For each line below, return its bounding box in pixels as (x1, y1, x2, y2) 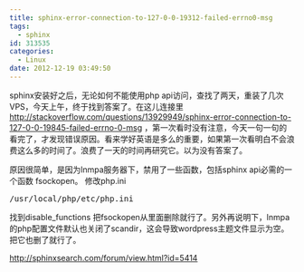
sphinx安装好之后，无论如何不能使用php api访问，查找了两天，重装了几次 (9, 90, 284, 101)
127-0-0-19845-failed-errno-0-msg (9, 121, 143, 132)
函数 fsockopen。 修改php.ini (16, 175, 127, 186)
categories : (9, 47, 54, 56)
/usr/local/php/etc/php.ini (9, 193, 134, 204)
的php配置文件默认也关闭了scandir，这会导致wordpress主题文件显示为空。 (9, 223, 290, 234)
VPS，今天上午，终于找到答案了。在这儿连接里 (9, 101, 184, 112)
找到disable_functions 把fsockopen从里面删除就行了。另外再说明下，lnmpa (9, 211, 290, 222)
